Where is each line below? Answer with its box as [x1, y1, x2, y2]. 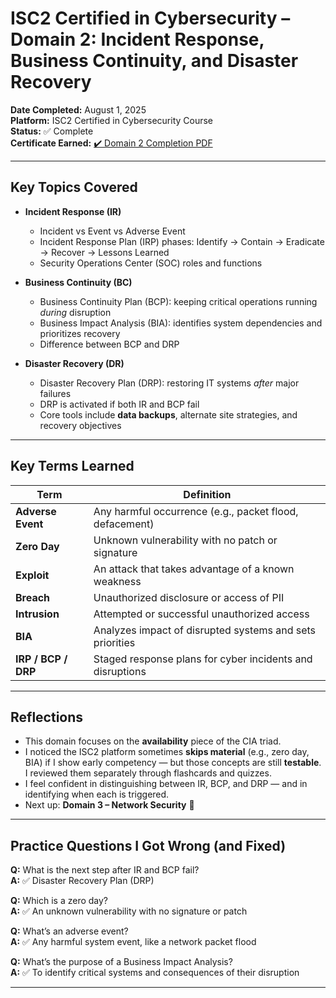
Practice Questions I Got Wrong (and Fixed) [10, 837, 287, 854]
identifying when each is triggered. [24, 788, 170, 801]
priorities [93, 635, 136, 649]
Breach [15, 590, 51, 604]
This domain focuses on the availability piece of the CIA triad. [24, 735, 282, 747]
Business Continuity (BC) [24, 276, 133, 288]
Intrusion [15, 607, 60, 621]
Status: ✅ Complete [10, 125, 94, 137]
